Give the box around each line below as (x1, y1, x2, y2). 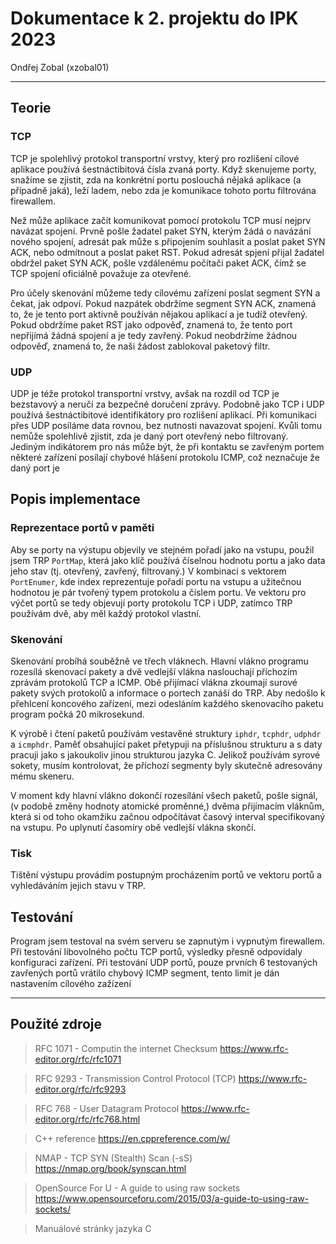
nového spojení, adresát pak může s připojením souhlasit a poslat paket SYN (10, 235, 326, 247)
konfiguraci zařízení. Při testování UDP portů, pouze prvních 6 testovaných (10, 957, 318, 969)
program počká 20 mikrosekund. (10, 708, 145, 720)
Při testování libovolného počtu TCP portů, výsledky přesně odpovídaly (10, 946, 303, 958)
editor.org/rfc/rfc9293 (34, 1083, 127, 1095)
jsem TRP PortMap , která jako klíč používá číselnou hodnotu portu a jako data (10, 554, 326, 566)
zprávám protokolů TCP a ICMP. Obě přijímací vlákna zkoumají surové (10, 676, 298, 688)
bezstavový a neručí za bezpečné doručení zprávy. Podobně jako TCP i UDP (10, 398, 325, 410)
